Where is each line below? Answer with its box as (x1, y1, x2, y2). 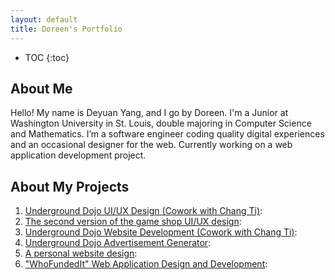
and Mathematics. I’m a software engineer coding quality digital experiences (10, 128, 325, 140)
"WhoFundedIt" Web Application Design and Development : (24, 258, 268, 270)
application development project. (10, 149, 147, 161)
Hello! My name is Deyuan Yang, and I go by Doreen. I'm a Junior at (10, 107, 289, 119)
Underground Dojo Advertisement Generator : (24, 237, 212, 249)
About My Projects (10, 178, 130, 195)
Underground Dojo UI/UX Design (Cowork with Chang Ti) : (24, 205, 263, 217)
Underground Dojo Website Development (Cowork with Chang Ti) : (24, 226, 298, 238)
